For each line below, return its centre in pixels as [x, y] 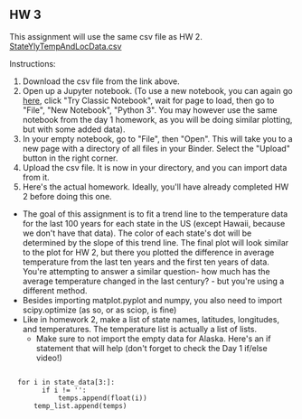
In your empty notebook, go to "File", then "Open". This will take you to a [157, 138]
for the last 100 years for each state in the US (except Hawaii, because [154, 223]
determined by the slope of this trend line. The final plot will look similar [156, 242]
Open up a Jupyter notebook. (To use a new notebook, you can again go [157, 90]
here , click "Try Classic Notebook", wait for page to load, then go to [148, 100]
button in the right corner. [70, 158]
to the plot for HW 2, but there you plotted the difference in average [148, 252]
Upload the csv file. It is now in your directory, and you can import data [155, 167]
